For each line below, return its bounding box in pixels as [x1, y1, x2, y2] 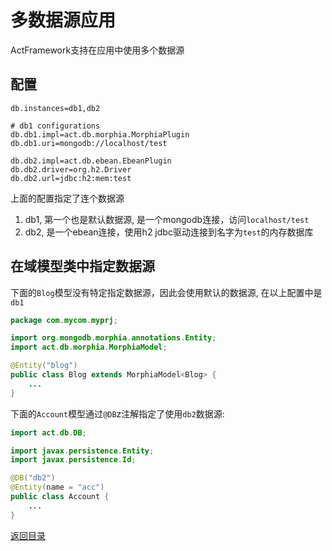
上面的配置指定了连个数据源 [10, 192, 125, 204]
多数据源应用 [10, 9, 117, 32]
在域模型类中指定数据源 [10, 258, 155, 275]
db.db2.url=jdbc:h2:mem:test [10, 173, 132, 183]
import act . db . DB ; [10, 427, 87, 438]
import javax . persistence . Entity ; [10, 446, 155, 456]
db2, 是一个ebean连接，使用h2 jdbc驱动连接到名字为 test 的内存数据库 [24, 226, 314, 238]
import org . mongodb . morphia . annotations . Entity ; [10, 333, 217, 343]
